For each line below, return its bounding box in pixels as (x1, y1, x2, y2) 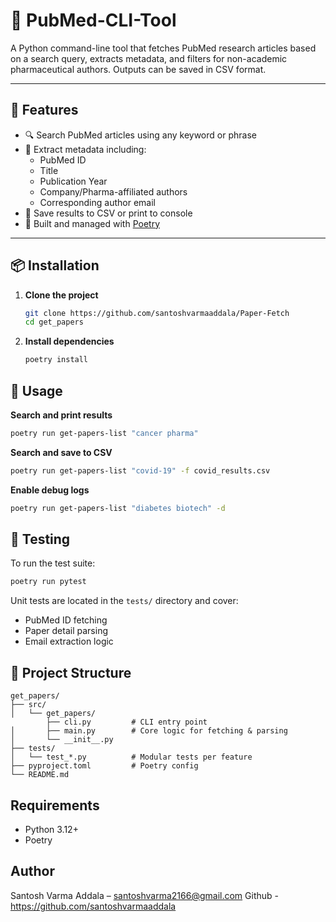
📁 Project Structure (10, 664, 132, 681)
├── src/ (10, 700, 47, 710)
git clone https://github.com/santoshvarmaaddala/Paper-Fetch (24, 308, 290, 318)
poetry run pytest (10, 577, 87, 587)
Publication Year (39, 175, 108, 187)
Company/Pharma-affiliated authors (39, 185, 188, 198)
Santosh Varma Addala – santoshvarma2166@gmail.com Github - (10, 889, 279, 901)
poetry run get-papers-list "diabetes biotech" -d (10, 503, 226, 513)
